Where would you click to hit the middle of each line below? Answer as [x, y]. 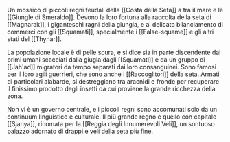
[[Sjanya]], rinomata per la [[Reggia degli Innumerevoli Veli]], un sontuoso [111, 124]
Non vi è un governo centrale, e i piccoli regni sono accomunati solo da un [112, 109]
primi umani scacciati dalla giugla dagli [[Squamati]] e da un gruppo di [106, 60]
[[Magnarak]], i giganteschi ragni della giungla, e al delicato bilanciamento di [115, 24]
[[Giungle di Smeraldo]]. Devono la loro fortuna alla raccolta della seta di [109, 17]
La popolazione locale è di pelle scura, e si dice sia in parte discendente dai [114, 52]
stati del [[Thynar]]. [34, 39]
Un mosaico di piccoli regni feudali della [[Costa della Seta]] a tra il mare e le [115, 10]
